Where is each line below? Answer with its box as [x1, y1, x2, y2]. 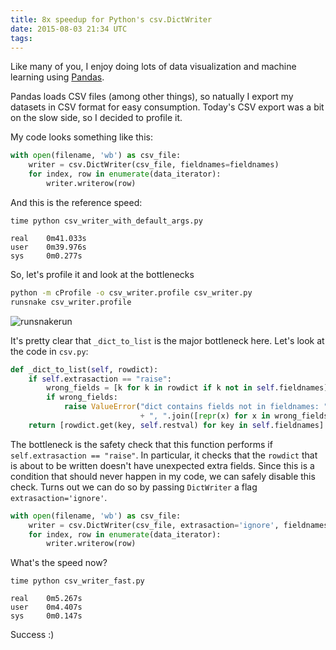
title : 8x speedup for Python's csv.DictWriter [10, 14, 213, 25]
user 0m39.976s [10, 242, 87, 252]
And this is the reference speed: [10, 196, 143, 208]
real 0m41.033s [10, 233, 87, 243]
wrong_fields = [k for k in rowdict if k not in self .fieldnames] [46, 383, 329, 393]
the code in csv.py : [10, 345, 89, 357]
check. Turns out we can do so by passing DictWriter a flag [10, 481, 258, 493]
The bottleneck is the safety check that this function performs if [10, 438, 273, 450]
